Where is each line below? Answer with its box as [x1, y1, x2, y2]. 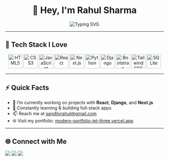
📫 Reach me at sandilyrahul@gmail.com [12, 110, 97, 116]
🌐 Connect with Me [5, 137, 67, 145]
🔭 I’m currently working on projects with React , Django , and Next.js [12, 99, 153, 105]
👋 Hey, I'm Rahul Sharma [32, 5, 137, 16]
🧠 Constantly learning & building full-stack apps [12, 105, 112, 111]
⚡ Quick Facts [5, 84, 49, 92]
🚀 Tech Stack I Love [5, 40, 68, 49]
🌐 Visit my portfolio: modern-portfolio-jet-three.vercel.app [12, 118, 134, 124]
